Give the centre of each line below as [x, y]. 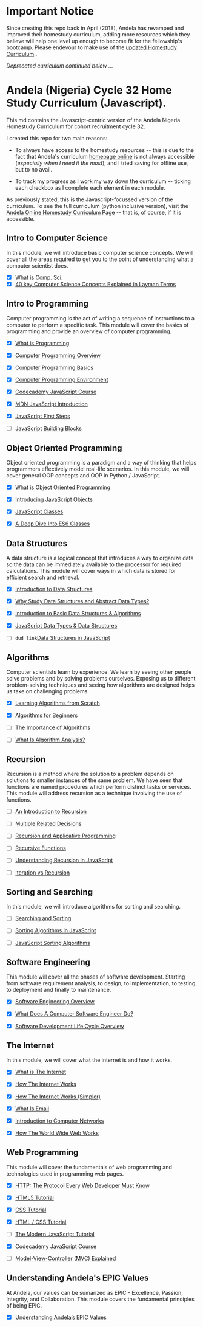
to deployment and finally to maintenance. [59, 990]
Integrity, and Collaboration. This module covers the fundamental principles [101, 1299]
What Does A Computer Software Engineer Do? [74, 1014]
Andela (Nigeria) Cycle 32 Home [89, 90]
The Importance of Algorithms [53, 727]
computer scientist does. [37, 265]
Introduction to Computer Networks [59, 1121]
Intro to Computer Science [57, 238]
